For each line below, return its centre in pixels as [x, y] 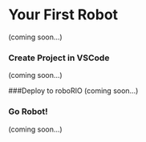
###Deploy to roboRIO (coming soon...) [73, 91]
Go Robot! [28, 112]
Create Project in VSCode [59, 58]
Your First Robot [63, 15]
